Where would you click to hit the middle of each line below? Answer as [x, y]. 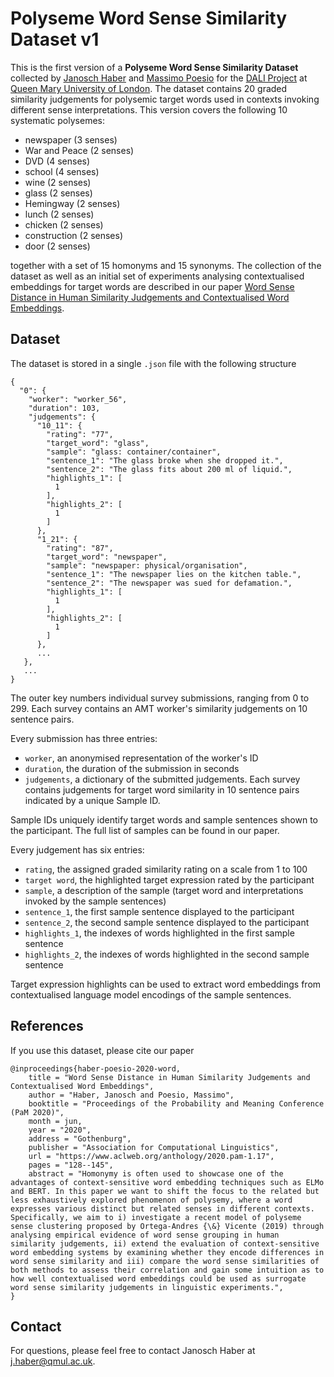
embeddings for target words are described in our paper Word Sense [152, 286]
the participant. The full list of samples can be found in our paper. [145, 830]
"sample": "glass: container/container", [134, 452]
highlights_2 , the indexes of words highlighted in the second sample [167, 954]
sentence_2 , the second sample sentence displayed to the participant [167, 922]
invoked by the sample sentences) [95, 901]
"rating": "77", [80, 434]
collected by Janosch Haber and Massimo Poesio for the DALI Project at [159, 78]
